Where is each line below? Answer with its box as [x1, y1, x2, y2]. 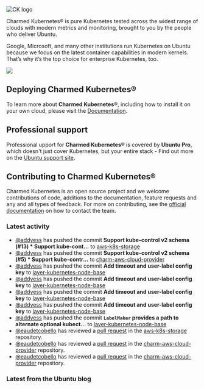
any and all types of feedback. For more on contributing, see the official [6, 201, 186, 208]
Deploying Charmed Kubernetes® [6, 84, 137, 95]
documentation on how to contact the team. [6, 207, 116, 215]
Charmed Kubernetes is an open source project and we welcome [6, 188, 169, 195]
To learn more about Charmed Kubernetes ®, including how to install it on [6, 101, 191, 108]
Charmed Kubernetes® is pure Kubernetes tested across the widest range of [6, 18, 199, 24]
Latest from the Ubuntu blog [6, 374, 91, 383]
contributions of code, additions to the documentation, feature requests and [6, 194, 197, 201]
